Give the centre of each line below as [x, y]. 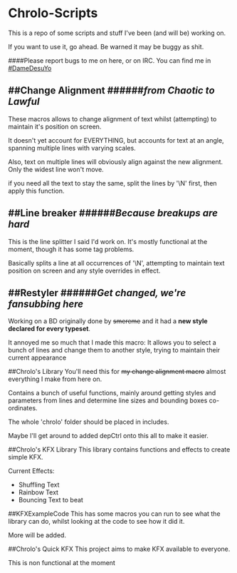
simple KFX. [26, 457]
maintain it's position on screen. [55, 126]
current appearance [37, 358]
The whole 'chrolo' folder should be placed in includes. [89, 422]
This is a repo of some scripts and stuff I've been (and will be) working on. [117, 33]
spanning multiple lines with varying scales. [72, 148]
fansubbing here [46, 304]
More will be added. [37, 535]
